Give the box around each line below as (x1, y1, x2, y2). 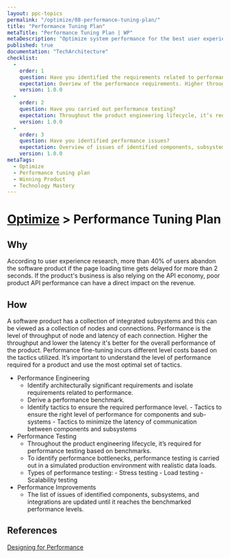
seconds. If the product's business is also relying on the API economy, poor (7, 271, 220, 280)
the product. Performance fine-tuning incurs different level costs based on (7, 346, 218, 354)
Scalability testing (27, 476, 78, 484)
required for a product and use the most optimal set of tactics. (7, 361, 183, 369)
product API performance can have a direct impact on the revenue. (7, 279, 196, 287)
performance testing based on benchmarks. (27, 447, 152, 455)
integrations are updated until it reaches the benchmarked (27, 498, 192, 506)
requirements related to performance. (27, 389, 133, 397)
